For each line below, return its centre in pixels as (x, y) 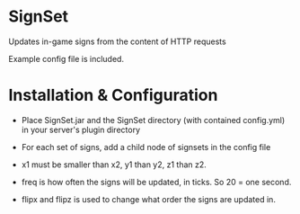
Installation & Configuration (113, 95)
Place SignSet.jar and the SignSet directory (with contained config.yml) (153, 120)
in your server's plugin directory (81, 129)
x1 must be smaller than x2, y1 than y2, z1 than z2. (114, 165)
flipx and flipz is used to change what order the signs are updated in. (148, 199)
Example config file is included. (66, 58)
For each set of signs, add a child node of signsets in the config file (146, 147)
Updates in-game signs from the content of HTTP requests (117, 41)
